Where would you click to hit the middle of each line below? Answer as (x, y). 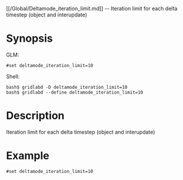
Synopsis (29, 39)
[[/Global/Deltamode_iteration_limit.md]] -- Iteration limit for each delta (92, 9)
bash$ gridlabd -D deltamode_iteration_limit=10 (67, 87)
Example (28, 156)
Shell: (13, 76)
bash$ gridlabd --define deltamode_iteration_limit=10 (75, 92)
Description (35, 116)
